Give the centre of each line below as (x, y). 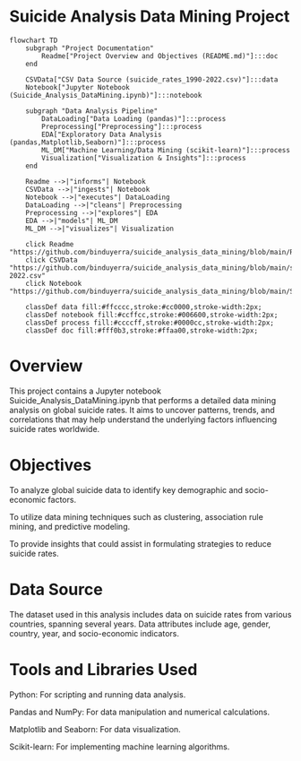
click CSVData (52, 260)
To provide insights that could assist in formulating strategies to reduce (140, 543)
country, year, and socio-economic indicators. (94, 633)
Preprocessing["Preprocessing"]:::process (122, 126)
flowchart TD (34, 40)
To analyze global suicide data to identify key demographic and (126, 489)
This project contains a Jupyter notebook (85, 391)
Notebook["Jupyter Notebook (77, 87)
